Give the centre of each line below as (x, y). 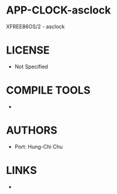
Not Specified (31, 66)
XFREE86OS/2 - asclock (36, 26)
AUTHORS (32, 131)
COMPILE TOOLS (48, 90)
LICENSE (28, 50)
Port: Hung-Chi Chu (39, 146)
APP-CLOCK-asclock (58, 10)
